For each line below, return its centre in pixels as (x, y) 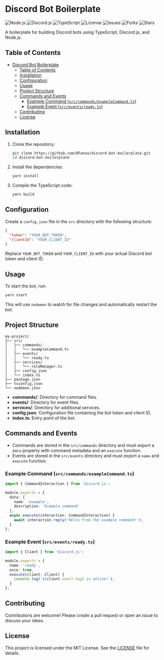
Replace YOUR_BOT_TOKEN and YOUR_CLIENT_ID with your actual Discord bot (79, 253)
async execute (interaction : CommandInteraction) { (62, 516)
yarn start (16, 295)
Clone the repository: (34, 144)
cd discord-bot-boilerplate (41, 158)
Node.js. (13, 37)
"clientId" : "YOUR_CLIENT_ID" (40, 240)
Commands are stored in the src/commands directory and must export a (83, 445)
